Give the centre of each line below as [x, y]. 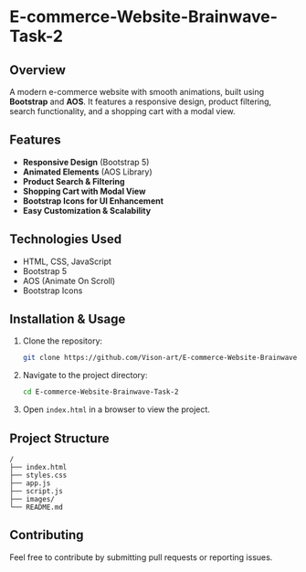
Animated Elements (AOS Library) [87, 172]
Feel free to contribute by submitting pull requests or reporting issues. [141, 557]
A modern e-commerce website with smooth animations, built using [137, 92]
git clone [42, 358]
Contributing [47, 535]
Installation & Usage [68, 319]
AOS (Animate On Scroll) [69, 281]
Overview [38, 70]
